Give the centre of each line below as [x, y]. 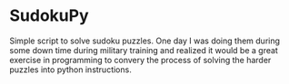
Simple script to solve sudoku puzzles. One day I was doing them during [144, 41]
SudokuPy [49, 16]
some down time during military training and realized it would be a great [144, 50]
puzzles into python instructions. [70, 70]
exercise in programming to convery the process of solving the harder [140, 60]
